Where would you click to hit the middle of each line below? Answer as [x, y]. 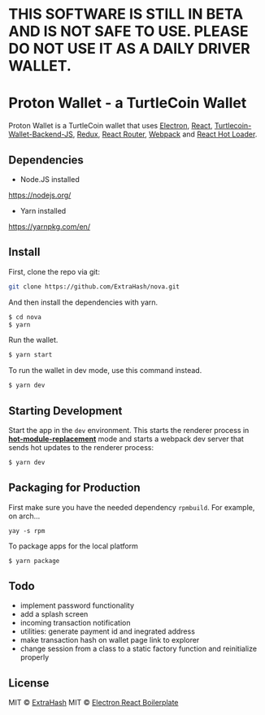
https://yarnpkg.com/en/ [50, 226]
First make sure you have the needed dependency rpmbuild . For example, [132, 507]
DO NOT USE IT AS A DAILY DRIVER [129, 49]
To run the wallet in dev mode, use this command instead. [105, 370]
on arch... [24, 516]
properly [35, 657]
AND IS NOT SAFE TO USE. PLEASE [128, 31]
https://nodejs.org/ [40, 195]
